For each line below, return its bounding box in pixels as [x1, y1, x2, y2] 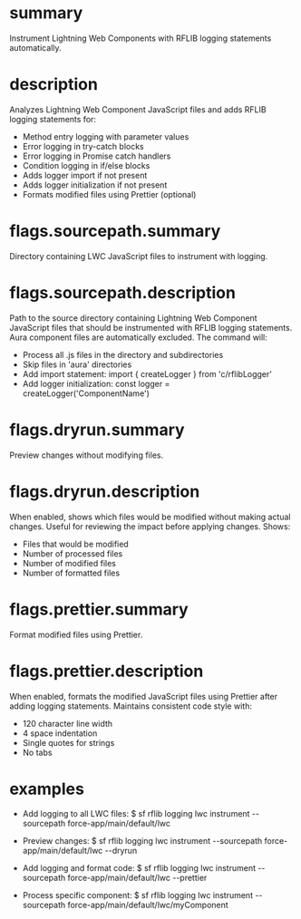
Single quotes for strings [22, 737, 115, 748]
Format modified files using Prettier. [9, 629, 143, 640]
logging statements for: [9, 113, 97, 124]
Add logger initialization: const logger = [22, 378, 170, 389]
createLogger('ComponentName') [22, 388, 150, 399]
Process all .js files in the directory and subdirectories [22, 349, 224, 360]
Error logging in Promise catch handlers [22, 150, 171, 161]
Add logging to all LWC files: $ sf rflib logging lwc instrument [22, 808, 250, 819]
